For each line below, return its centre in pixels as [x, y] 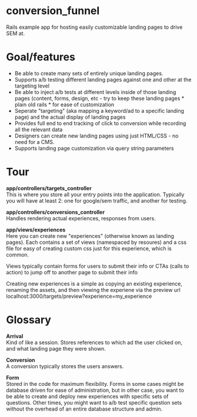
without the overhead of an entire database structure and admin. [84, 409]
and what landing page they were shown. [56, 348]
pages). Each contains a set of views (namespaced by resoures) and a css [96, 242]
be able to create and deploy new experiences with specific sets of [87, 396]
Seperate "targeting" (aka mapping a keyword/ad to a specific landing [99, 110]
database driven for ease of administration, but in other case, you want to [95, 390]
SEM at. [16, 33]
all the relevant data [39, 129]
